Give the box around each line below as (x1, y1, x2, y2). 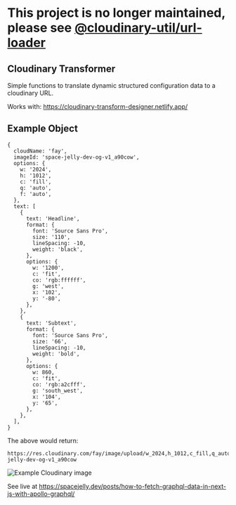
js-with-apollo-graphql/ (7, 490, 75, 498)
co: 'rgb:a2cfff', (32, 381, 86, 388)
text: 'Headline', (25, 215, 80, 222)
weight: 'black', (32, 246, 83, 253)
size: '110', (32, 233, 71, 240)
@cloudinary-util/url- (74, 20, 202, 36)
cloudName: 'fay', (13, 147, 68, 155)
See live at (7, 482, 38, 490)
